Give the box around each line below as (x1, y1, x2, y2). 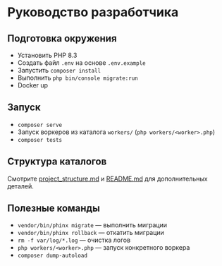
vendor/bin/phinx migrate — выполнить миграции (17, 221, 168, 229)
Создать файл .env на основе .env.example (17, 59, 146, 67)
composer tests (17, 136, 63, 143)
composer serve (17, 121, 63, 128)
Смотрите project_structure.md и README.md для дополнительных (7, 174, 208, 183)
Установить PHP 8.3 (17, 51, 78, 59)
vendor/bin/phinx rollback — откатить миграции (17, 229, 164, 237)
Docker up (17, 81, 48, 89)
